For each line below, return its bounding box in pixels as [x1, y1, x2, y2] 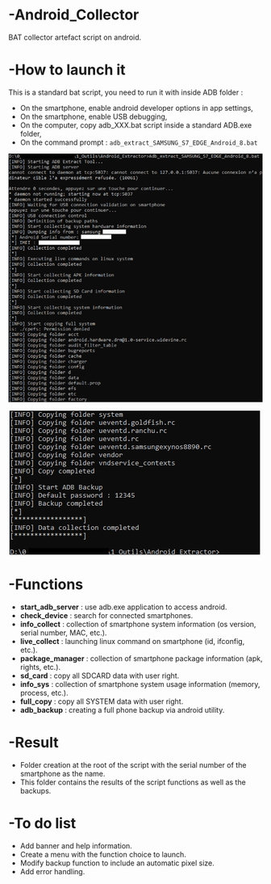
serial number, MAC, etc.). [19, 628, 107, 638]
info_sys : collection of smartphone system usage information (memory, [19, 679, 261, 688]
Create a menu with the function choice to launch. [19, 849, 187, 859]
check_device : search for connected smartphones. [19, 610, 194, 620]
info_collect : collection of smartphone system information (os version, [19, 619, 256, 629]
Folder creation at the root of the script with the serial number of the [19, 760, 247, 769]
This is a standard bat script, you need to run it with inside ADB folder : [8, 87, 244, 97]
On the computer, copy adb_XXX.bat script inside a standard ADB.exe [19, 120, 252, 130]
